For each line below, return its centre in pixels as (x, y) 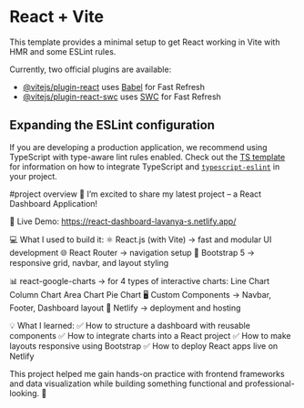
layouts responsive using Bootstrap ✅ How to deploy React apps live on (144, 346)
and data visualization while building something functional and (126, 383)
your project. (33, 176)
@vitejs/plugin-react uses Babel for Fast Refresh (114, 87)
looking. (25, 393)
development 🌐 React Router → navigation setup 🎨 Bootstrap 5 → (132, 252)
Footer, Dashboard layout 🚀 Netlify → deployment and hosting (125, 308)
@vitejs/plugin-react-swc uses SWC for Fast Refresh (122, 97)
